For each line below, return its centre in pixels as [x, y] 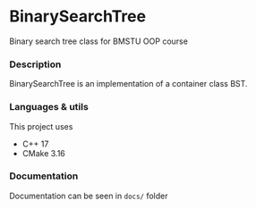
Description [35, 64]
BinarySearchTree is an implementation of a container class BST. [128, 84]
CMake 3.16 [43, 153]
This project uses [41, 126]
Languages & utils [49, 107]
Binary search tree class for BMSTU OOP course [98, 41]
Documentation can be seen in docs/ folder [89, 196]
